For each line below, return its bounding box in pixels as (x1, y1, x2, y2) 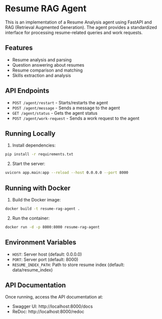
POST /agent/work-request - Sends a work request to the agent (12, 115, 140, 121)
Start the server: (12, 161, 46, 167)
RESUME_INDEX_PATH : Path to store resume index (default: (12, 262, 125, 268)
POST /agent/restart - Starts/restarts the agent (12, 99, 108, 105)
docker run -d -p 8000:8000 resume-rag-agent (5, 224, 100, 229)
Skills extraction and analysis (12, 72, 71, 78)
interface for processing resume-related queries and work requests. (5, 29, 143, 35)
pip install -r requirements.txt (5, 152, 74, 157)
